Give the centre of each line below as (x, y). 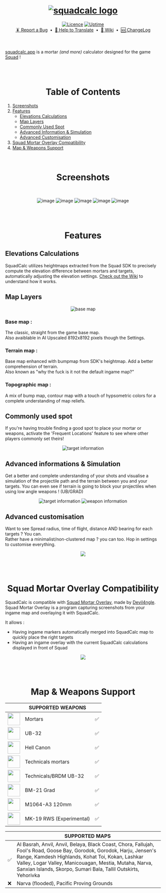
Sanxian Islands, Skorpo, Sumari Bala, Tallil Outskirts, (78, 869)
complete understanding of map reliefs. (45, 400)
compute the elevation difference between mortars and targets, (70, 271)
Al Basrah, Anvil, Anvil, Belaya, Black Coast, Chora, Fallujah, (85, 844)
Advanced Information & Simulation (56, 132)
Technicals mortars (47, 761)
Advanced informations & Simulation (63, 464)
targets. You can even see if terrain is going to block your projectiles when (81, 486)
